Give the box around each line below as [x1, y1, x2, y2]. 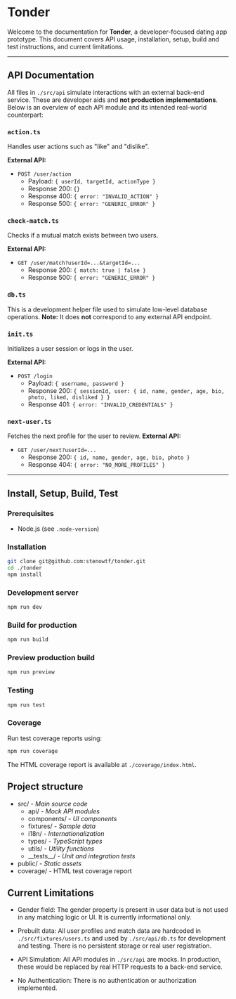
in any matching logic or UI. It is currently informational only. [17, 913, 192, 922]
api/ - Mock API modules [27, 806, 100, 816]
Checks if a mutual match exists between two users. [7, 231, 159, 240]
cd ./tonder [7, 565, 42, 572]
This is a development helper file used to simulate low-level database [7, 305, 208, 314]
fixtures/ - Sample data [27, 822, 96, 830]
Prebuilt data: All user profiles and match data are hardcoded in [17, 927, 202, 935]
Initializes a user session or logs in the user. [7, 344, 133, 352]
